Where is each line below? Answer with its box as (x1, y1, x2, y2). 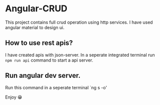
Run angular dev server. (5, 71, 81, 80)
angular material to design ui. (5, 24, 64, 30)
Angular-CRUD (5, 3, 68, 14)
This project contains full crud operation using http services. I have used (5, 19, 153, 25)
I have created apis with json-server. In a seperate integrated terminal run (5, 52, 155, 58)
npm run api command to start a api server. (5, 57, 93, 63)
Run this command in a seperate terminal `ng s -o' (5, 84, 107, 90)
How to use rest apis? (5, 39, 73, 47)
